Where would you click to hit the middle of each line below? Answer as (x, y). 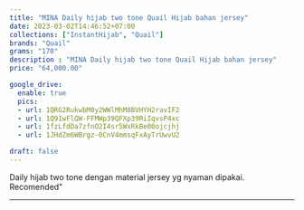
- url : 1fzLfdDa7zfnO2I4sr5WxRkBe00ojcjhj (99, 127)
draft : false (34, 152)
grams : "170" (34, 52)
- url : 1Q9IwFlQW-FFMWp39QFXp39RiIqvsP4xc (99, 119)
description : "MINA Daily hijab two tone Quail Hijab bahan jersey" (143, 60)
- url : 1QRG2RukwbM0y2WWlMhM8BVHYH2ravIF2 (99, 110)
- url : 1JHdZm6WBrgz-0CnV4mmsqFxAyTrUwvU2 (99, 135)
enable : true (42, 93)
